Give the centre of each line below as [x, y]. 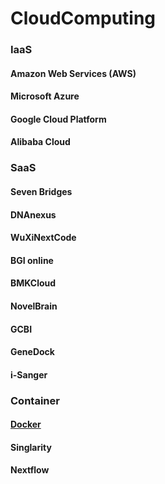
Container [35, 400]
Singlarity [31, 447]
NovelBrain [34, 306]
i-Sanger [29, 374]
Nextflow [30, 470]
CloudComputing [83, 18]
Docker [26, 424]
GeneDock [32, 352]
